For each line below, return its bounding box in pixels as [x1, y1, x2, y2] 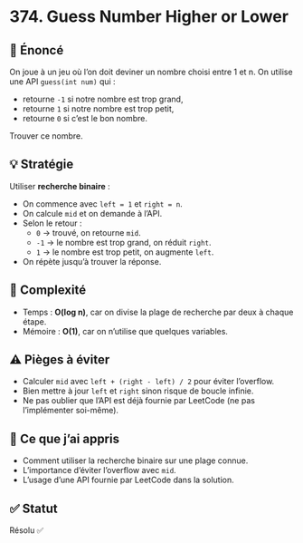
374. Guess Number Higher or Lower [9, 6, 289, 27]
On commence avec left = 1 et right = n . [22, 198, 183, 209]
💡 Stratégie [9, 157, 74, 172]
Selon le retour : [22, 218, 82, 228]
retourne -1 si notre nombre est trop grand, [22, 93, 184, 104]
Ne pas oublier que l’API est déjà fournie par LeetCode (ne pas [22, 395, 256, 406]
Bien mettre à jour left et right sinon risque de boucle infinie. [22, 385, 254, 396]
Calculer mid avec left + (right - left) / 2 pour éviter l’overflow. [22, 376, 275, 387]
